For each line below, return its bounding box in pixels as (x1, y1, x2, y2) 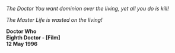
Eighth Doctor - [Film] (6, 34, 61, 41)
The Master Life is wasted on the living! (6, 16, 103, 23)
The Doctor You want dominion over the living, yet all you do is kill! (6, 5, 169, 12)
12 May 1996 (6, 41, 38, 47)
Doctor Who (6, 28, 37, 35)
